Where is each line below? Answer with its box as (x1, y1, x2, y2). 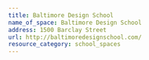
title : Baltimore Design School (8, 11, 114, 19)
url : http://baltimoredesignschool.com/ (8, 33, 143, 41)
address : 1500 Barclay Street (8, 26, 107, 34)
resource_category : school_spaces (8, 41, 122, 48)
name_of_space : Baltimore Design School (8, 19, 143, 26)
